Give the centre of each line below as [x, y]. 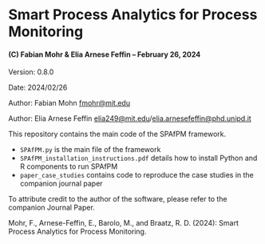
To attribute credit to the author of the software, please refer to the [118, 199]
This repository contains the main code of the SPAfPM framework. [117, 134]
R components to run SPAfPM [69, 166]
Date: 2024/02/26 [38, 88]
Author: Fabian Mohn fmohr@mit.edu [69, 103]
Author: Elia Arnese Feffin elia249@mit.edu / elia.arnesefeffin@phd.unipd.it [130, 118]
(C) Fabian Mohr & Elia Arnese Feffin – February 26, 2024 [105, 54]
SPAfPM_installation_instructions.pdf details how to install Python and [138, 158]
